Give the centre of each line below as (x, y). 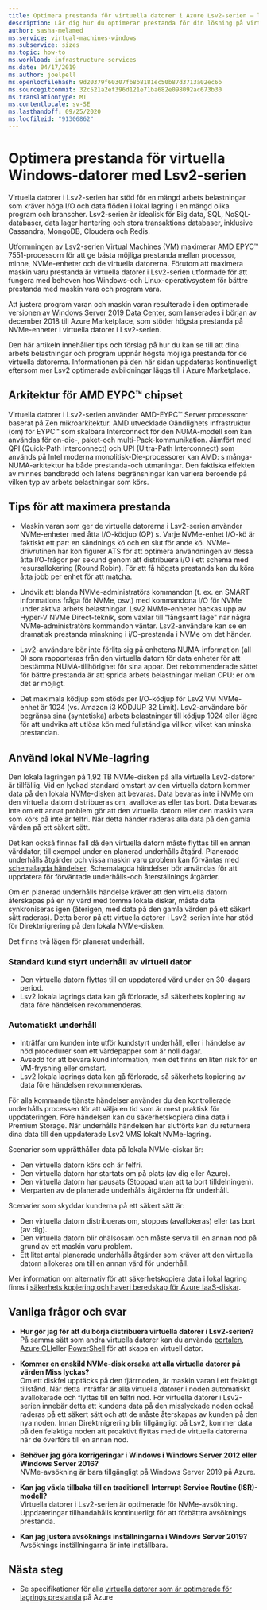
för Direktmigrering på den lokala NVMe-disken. (87, 926)
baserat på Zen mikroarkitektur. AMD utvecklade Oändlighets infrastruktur (130, 423)
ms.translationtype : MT (48, 97)
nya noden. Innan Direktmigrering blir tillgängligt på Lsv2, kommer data (136, 1422)
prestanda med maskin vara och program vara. (85, 289)
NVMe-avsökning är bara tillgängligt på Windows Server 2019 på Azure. (137, 1472)
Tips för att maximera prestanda (89, 507)
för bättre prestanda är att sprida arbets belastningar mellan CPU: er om (137, 675)
